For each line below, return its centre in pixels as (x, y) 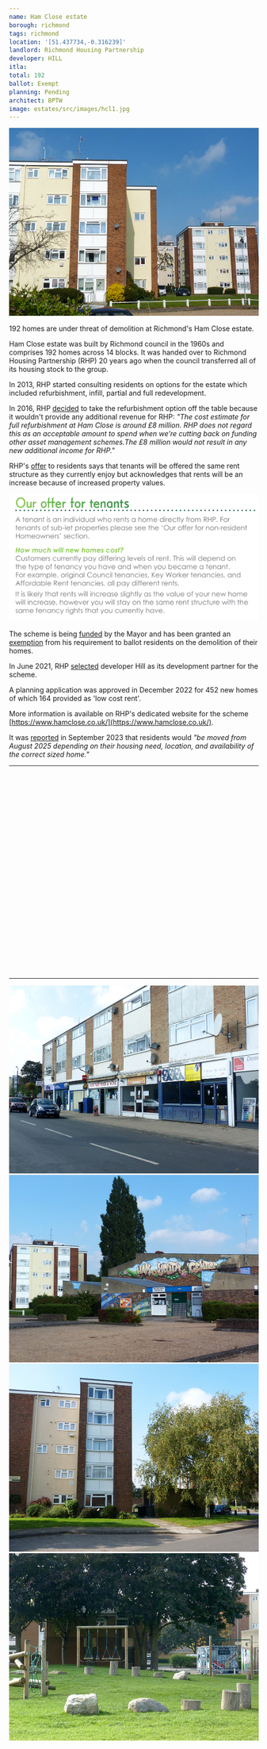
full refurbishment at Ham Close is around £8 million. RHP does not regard (131, 425)
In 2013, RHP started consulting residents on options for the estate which (128, 384)
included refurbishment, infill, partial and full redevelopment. (108, 393)
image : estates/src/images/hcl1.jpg (69, 109)
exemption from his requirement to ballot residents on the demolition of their (133, 642)
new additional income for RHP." (62, 450)
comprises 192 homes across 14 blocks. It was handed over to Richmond (128, 352)
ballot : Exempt (34, 83)
